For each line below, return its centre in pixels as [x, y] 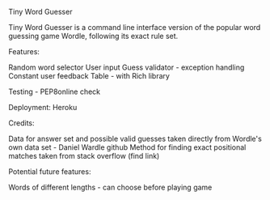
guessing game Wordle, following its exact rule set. [93, 36]
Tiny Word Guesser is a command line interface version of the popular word [135, 27]
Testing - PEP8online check [55, 91]
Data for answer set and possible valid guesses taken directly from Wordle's [135, 138]
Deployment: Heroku [43, 107]
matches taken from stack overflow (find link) [84, 156]
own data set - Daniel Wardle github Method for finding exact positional [127, 147]
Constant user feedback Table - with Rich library [89, 76]
